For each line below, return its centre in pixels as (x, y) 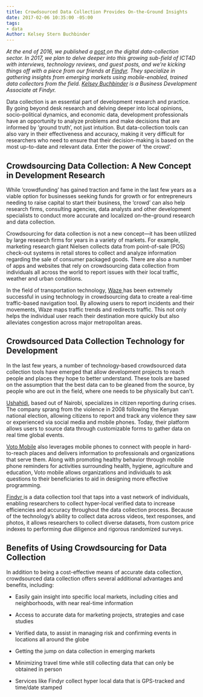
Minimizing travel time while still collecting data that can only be (94, 663)
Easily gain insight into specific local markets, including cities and (96, 597)
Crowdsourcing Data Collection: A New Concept (99, 166)
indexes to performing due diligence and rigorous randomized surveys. (95, 529)
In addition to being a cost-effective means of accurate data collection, (95, 572)
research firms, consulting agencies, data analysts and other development (99, 209)
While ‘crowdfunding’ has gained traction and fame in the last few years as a (101, 190)
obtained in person (38, 669)
